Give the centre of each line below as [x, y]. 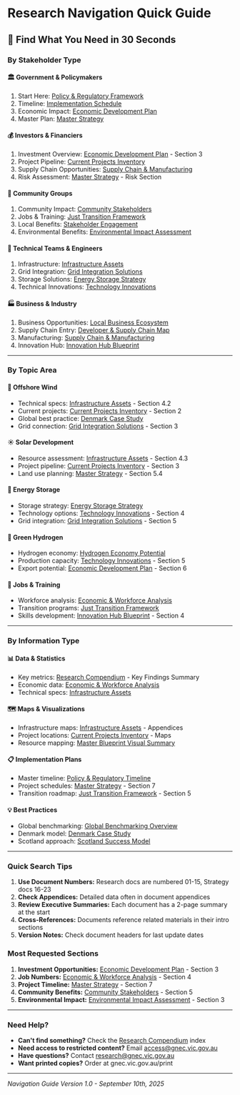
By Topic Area [32, 370]
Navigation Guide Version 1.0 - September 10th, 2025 [86, 1084]
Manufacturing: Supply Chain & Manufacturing [86, 337]
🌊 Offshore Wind [32, 387]
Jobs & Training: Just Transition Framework [82, 217]
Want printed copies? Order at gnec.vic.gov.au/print [95, 1064]
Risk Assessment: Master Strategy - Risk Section [90, 177]
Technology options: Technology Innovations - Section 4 [101, 513]
